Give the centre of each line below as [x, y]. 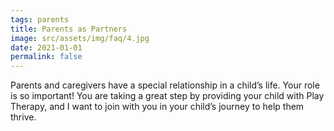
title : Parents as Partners [69, 29]
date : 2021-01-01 [46, 47]
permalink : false [46, 57]
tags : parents [40, 19]
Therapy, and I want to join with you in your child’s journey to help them [157, 107]
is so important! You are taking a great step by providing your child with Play [167, 96]
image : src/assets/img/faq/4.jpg [80, 38]
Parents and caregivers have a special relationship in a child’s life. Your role [165, 85]
